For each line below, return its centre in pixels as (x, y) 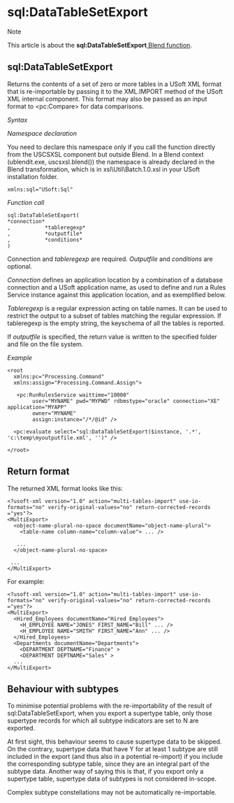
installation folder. (33, 176)
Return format (38, 472)
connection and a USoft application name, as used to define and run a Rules (117, 287)
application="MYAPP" (37, 407)
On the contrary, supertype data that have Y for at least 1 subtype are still (113, 749)
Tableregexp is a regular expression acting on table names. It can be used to (117, 308)
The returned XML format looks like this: (65, 488)
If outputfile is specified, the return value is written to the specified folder (112, 336)
